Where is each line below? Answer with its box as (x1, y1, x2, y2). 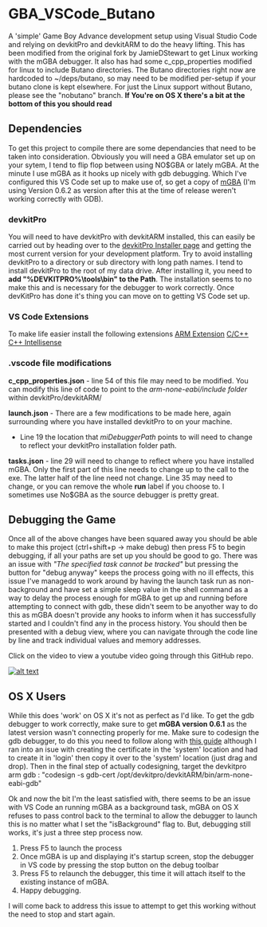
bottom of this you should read (8, 99, 112, 108)
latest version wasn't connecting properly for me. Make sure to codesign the (8, 728, 260, 737)
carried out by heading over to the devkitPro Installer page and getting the (8, 241, 252, 250)
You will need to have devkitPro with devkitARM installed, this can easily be (8, 232, 256, 242)
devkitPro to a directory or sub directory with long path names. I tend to (8, 257, 243, 267)
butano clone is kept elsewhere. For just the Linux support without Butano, (8, 81, 253, 92)
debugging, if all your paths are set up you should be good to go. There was (8, 551, 258, 560)
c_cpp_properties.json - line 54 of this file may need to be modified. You (8, 375, 249, 385)
